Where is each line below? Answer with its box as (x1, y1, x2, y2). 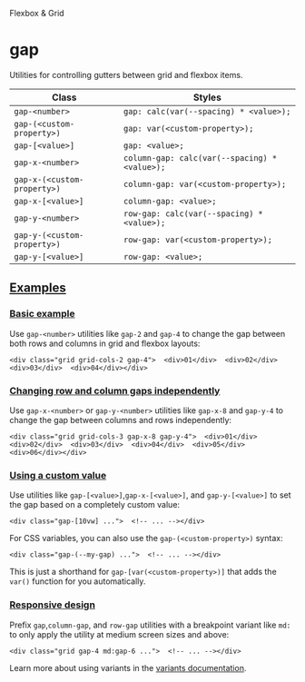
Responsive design (9, 598, 95, 611)
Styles (192, 91, 222, 104)
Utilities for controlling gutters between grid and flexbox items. (9, 69, 243, 80)
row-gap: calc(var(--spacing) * (123, 208, 263, 219)
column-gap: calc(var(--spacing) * (123, 153, 278, 163)
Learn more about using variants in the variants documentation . (9, 662, 247, 673)
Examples (9, 281, 66, 296)
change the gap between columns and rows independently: (9, 414, 232, 425)
